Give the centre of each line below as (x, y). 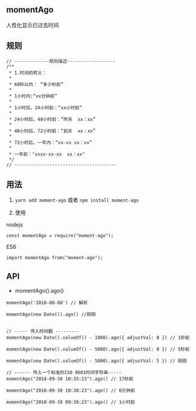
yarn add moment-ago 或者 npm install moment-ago (77, 200)
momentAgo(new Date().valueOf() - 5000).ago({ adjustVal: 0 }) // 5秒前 (98, 349)
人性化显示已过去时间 (32, 25)
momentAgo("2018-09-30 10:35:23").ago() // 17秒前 (70, 379)
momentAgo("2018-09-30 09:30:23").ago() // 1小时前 (71, 402)
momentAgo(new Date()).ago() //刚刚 (51, 314)
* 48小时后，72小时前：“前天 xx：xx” (52, 131)
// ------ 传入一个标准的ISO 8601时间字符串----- (64, 373)
